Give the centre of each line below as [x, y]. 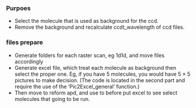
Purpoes [18, 8]
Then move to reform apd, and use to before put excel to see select [96, 93]
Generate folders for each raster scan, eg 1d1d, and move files [90, 55]
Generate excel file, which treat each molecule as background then [95, 67]
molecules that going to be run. [52, 99]
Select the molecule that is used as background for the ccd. [87, 21]
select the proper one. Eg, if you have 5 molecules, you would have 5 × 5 [102, 74]
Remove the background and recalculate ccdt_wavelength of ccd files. [99, 27]
